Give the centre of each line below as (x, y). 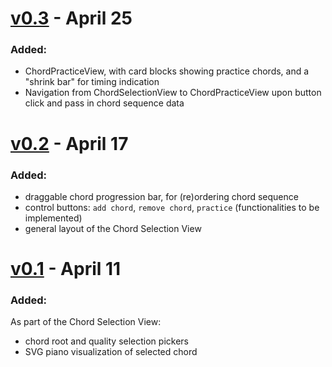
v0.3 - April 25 (71, 18)
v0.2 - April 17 (69, 143)
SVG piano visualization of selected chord (111, 352)
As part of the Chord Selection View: (86, 322)
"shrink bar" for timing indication (92, 82)
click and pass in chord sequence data (104, 103)
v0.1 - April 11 (66, 269)
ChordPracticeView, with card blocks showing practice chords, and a (167, 71)
